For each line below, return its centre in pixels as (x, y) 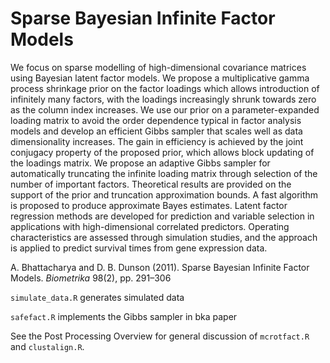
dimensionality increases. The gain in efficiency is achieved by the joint (157, 141)
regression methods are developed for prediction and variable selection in (162, 216)
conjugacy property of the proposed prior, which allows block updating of (162, 152)
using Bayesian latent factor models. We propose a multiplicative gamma (160, 78)
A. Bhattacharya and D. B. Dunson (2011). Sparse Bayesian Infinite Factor (160, 267)
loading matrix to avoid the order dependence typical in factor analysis (156, 120)
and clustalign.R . (47, 346)
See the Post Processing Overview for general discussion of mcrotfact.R (160, 336)
